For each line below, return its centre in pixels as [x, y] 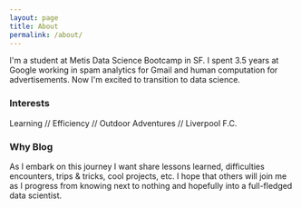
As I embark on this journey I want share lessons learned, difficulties [137, 166]
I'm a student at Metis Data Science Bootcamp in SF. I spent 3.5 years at [144, 61]
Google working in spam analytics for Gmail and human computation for [144, 70]
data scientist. [36, 195]
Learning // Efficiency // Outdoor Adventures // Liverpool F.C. [123, 123]
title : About [34, 26]
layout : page [34, 18]
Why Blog [31, 146]
